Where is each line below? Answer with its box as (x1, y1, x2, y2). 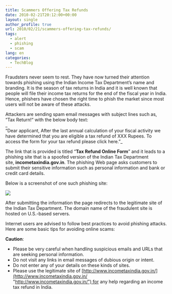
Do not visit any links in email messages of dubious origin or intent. (12, 257, 155, 263)
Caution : (5, 236, 24, 242)
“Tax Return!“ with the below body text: (5, 116, 88, 123)
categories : (5, 55, 31, 61)
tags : (5, 31, 17, 36)
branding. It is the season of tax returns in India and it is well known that (5, 85, 158, 91)
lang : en (5, 50, 24, 55)
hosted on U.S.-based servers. (5, 211, 70, 217)
